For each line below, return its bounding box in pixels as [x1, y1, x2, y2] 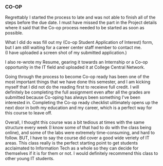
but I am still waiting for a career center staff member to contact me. [5, 45, 142, 51]
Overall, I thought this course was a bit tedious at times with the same [5, 119, 145, 125]
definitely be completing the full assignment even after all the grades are [5, 89, 150, 95]
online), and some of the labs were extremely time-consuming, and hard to [5, 130, 155, 136]
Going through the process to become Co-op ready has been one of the [5, 74, 149, 80]
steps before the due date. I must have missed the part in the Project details [5, 19, 157, 25]
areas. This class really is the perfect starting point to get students [5, 140, 138, 146]
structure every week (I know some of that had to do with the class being [5, 125, 152, 130]
